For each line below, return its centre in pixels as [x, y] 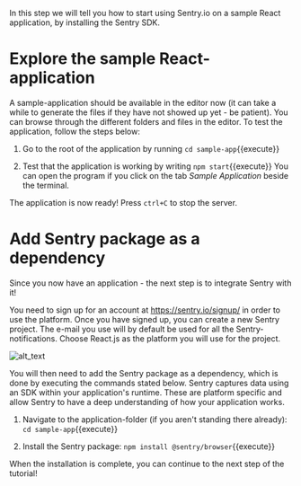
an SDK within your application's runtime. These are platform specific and [146, 392]
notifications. [34, 338]
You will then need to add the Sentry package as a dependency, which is [144, 373]
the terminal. [46, 185]
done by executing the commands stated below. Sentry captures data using [149, 383]
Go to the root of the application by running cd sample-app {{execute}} [151, 148]
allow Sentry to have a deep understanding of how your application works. [147, 402]
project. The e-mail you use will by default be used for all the [122, 329]
